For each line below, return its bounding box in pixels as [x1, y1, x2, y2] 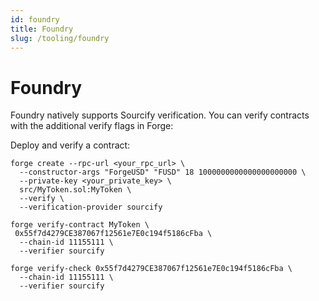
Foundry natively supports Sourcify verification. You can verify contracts [10, 109, 310, 121]
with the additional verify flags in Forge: [10, 120, 174, 132]
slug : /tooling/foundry [10, 33, 110, 43]
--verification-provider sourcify [19, 202, 163, 213]
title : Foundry [10, 24, 74, 34]
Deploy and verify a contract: [10, 139, 131, 151]
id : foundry [10, 14, 60, 25]
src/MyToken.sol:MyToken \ [19, 185, 132, 195]
